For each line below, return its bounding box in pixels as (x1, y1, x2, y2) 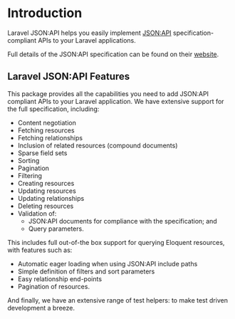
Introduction (7, 5, 83, 21)
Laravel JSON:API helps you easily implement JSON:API (7, 28, 172, 37)
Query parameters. (28, 224, 84, 233)
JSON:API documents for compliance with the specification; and (28, 216, 217, 225)
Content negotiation (17, 118, 76, 127)
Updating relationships (17, 194, 85, 202)
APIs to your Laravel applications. (38, 36, 137, 44)
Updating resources (17, 187, 76, 195)
